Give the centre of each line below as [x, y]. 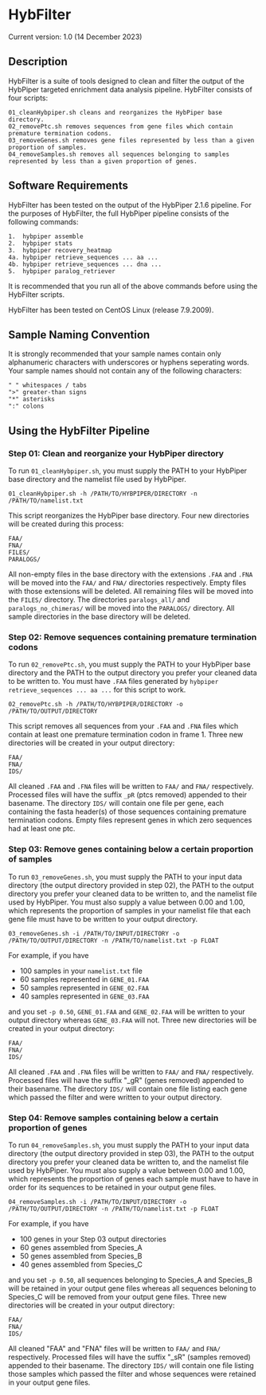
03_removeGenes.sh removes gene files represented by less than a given [131, 140]
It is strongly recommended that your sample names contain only [115, 354]
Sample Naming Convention [79, 335]
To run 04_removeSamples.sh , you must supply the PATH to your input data [129, 1145]
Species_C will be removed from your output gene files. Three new [117, 1296]
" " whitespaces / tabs [48, 385]
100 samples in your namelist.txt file [81, 971]
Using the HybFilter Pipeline [79, 430]
